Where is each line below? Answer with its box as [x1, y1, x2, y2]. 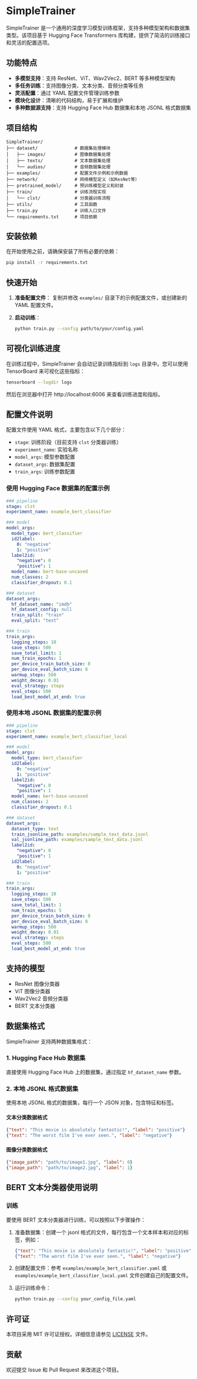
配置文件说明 [6, 410, 53, 420]
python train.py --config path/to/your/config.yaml [14, 326, 144, 332]
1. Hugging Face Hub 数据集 [6, 1054, 86, 1062]
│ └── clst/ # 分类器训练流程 [6, 195, 111, 201]
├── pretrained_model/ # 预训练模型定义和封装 [6, 182, 124, 189]
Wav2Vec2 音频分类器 [14, 995, 69, 1002]
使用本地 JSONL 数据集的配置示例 [6, 709, 102, 717]
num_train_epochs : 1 [11, 656, 62, 662]
